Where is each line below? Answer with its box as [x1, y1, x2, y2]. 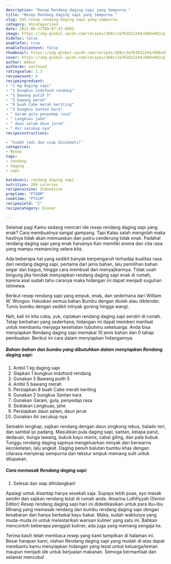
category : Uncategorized [6, 21, 58, 27]
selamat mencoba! [6, 554, 45, 560]
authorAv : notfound [6, 64, 47, 69]
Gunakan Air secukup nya [13, 413, 67, 419]
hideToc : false [6, 36, 38, 41]
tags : [6, 154, 17, 159]
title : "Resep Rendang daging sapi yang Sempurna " [6, 12, 117, 17]
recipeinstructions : [6, 130, 50, 135]
